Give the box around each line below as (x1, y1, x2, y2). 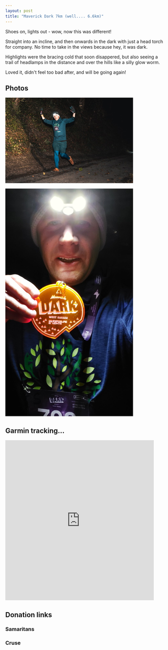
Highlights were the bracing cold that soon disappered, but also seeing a (5, 54, 158, 60)
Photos (5, 83, 29, 92)
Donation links (5, 610, 53, 619)
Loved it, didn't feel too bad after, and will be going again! (5, 69, 127, 75)
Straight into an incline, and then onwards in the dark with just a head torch (5, 38, 163, 45)
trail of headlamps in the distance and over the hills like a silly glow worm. (5, 59, 160, 65)
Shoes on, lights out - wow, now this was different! (5, 28, 112, 34)
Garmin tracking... (5, 426, 65, 435)
